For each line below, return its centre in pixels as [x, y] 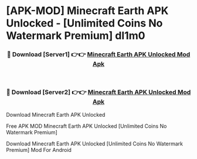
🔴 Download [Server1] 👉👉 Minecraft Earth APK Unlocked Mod [98, 55]
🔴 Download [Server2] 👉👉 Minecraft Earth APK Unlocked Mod [98, 92]
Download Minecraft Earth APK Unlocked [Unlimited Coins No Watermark [95, 143]
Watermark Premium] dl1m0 [76, 36]
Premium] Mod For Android [39, 150]
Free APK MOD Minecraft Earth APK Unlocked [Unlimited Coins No [86, 126]
